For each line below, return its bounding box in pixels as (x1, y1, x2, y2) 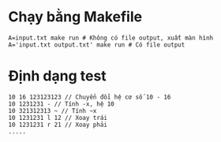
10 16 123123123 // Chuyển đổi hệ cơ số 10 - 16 (8, 93, 171, 101)
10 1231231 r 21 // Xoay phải (8, 121, 108, 129)
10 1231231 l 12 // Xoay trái (8, 114, 108, 121)
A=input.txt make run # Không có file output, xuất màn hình (8, 34, 214, 42)
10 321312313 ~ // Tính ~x (8, 106, 97, 114)
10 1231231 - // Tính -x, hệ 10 (8, 99, 114, 108)
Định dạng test (8, 67, 107, 85)
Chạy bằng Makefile (8, 8, 143, 26)
